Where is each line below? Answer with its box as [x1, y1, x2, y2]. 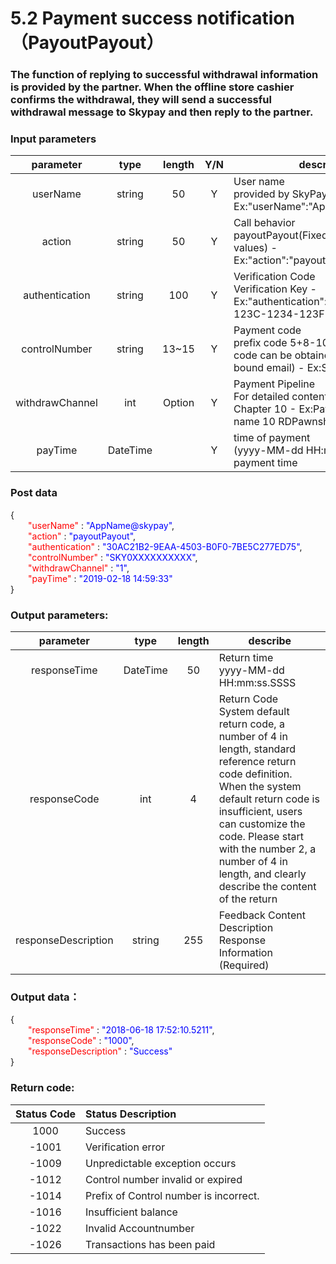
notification [196, 7, 295, 30]
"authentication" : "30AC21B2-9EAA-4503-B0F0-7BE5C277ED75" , [28, 540, 303, 552]
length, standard [218, 742, 296, 756]
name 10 [233, 415, 276, 429]
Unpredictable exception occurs [85, 1156, 237, 1170]
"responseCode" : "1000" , [28, 1035, 135, 1047]
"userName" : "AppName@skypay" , [28, 519, 175, 531]
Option [162, 396, 195, 410]
